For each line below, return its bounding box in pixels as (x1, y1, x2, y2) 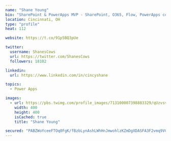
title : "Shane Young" (14, 119, 60, 124)
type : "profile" (5, 21, 40, 27)
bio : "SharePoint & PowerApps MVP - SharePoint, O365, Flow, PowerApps (5, 12, 160, 17)
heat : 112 (5, 26, 26, 31)
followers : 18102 (10, 59, 47, 64)
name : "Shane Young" (5, 7, 49, 13)
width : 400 (14, 105, 38, 110)
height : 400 (14, 110, 40, 115)
